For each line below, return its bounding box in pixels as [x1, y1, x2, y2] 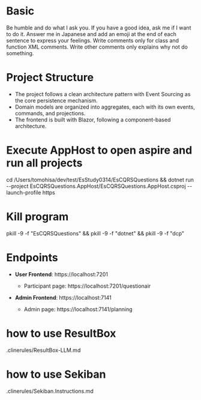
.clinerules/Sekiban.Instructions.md [6, 387, 94, 395]
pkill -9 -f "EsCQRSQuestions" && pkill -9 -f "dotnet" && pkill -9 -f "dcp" [6, 229, 185, 237]
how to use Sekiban [6, 368, 106, 381]
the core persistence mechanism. [14, 97, 98, 104]
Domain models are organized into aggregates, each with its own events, [14, 103, 195, 111]
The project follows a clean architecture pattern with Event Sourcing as [14, 90, 191, 97]
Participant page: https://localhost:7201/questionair [23, 282, 151, 289]
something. [6, 49, 34, 56]
